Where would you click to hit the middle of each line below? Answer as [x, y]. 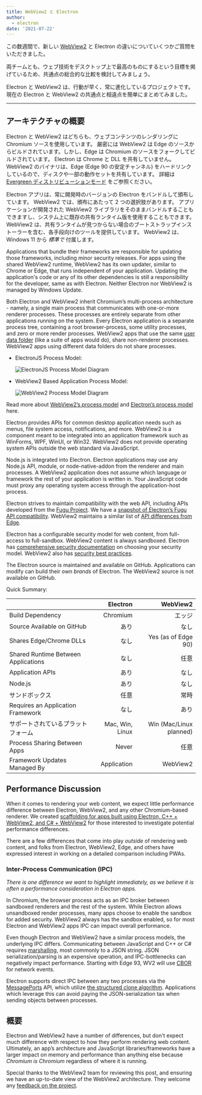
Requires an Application [43, 705]
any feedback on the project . [42, 1085]
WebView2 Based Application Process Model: [71, 381]
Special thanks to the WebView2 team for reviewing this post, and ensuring [99, 1072]
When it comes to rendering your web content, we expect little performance [100, 803]
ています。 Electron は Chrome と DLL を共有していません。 [101, 159]
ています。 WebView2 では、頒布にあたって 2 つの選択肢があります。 [92, 202]
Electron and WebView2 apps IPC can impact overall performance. [89, 926]
